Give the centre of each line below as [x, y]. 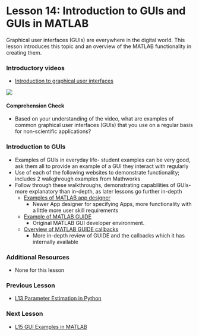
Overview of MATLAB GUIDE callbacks [71, 229]
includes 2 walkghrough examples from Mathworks [78, 179]
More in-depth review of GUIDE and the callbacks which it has [109, 235]
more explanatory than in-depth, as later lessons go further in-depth [98, 191]
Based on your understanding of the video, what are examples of [94, 119]
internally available [56, 242]
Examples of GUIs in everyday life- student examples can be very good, [103, 160]
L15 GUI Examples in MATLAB [51, 327]
